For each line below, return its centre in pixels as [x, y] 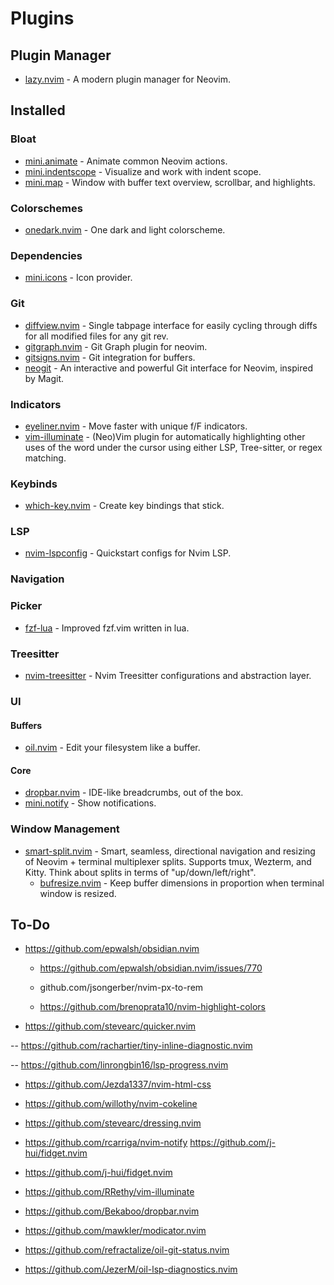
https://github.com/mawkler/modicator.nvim [115, 1231]
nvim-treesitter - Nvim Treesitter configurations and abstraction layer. [168, 675]
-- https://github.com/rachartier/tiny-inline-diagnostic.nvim [131, 1046]
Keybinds [34, 484]
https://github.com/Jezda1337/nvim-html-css [118, 1084]
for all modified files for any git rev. [96, 336]
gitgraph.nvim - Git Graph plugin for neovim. [116, 346]
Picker [26, 606]
